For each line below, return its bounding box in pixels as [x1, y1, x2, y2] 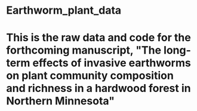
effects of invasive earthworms [32, 56, 191, 70]
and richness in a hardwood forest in [6, 82, 191, 95]
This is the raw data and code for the [6, 31, 191, 45]
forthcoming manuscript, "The [6, 44, 162, 57]
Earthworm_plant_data [6, 4, 122, 17]
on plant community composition [6, 69, 174, 82]
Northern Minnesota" [6, 94, 115, 108]
